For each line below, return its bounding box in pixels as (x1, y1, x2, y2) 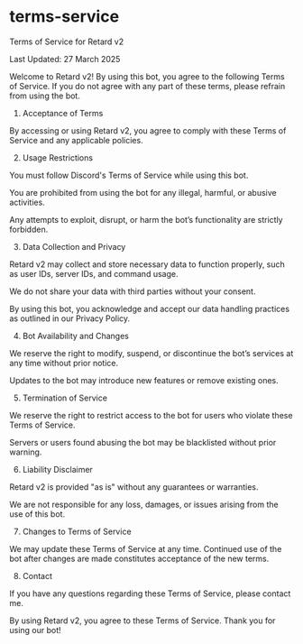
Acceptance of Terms (22, 107, 104, 118)
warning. (9, 446, 42, 457)
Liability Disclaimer (22, 464, 93, 474)
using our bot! (9, 624, 61, 635)
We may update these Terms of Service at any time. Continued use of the (9, 543, 282, 554)
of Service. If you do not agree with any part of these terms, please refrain (9, 80, 286, 91)
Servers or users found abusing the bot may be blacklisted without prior (9, 437, 277, 447)
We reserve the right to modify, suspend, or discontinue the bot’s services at (9, 347, 294, 358)
